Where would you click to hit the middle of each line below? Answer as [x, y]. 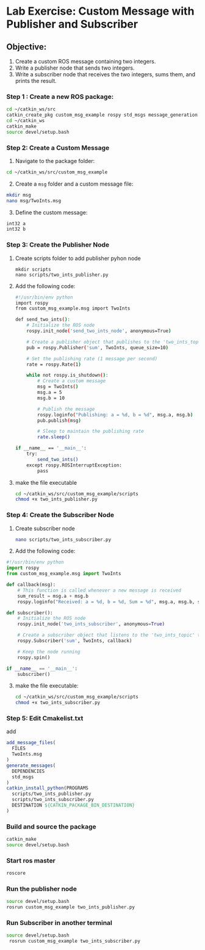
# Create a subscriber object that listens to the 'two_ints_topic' [106, 635]
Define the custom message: [51, 212]
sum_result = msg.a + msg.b [53, 596]
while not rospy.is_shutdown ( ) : [67, 375]
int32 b [16, 229]
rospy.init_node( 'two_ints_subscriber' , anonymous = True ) [91, 624]
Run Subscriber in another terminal [59, 923]
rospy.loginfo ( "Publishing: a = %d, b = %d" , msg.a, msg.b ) [115, 415]
